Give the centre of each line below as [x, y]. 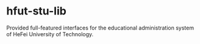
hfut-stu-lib [37, 11]
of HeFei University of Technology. [50, 34]
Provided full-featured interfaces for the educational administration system [100, 28]
